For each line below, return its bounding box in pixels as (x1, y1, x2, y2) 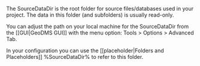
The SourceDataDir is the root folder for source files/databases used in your (6, 5, 193, 12)
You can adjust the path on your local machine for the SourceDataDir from (6, 23, 189, 30)
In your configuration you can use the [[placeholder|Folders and (6, 47, 165, 54)
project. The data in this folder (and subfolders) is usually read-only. (6, 11, 174, 18)
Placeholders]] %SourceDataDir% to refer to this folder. (6, 54, 144, 60)
